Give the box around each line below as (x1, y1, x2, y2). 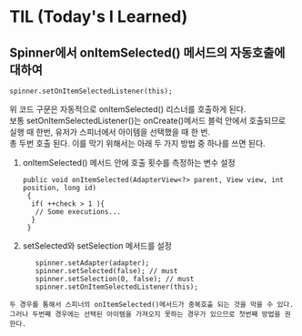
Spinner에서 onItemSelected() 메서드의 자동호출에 (9, 45, 286, 60)
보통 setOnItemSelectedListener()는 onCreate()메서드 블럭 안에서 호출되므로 (9, 116, 287, 126)
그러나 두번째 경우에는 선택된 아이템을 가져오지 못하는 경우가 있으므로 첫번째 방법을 (9, 310, 281, 319)
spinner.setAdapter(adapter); (35, 259, 150, 268)
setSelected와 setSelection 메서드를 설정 (22, 240, 173, 251)
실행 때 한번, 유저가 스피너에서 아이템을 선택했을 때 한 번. (9, 127, 211, 137)
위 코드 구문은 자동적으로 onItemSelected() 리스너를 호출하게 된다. (9, 104, 247, 115)
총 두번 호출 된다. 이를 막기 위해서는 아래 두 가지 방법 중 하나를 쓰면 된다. (9, 138, 266, 148)
